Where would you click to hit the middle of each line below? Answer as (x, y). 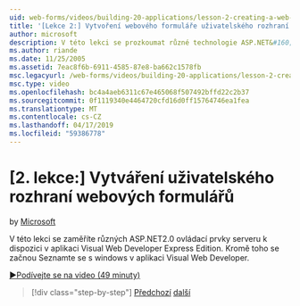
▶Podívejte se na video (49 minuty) (75, 275)
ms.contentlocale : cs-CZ (55, 117)
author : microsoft (43, 34)
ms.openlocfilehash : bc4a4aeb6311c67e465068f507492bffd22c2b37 (129, 92)
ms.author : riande (43, 51)
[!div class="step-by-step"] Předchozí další (111, 292)
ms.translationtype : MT (54, 109)
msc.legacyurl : (37, 76)
